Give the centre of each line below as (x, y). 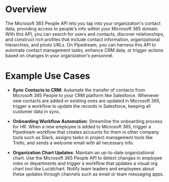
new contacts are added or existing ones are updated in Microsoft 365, (87, 101)
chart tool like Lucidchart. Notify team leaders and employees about (83, 168)
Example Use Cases (48, 76)
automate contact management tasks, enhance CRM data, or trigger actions (84, 50)
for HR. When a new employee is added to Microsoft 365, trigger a (82, 126)
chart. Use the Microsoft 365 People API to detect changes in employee (87, 158)
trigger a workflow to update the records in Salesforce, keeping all (81, 106)
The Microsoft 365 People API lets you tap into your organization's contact (83, 23)
